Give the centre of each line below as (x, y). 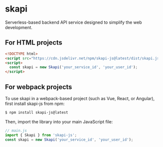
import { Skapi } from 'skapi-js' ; (41, 135)
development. (19, 27)
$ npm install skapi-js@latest (37, 112)
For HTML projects (34, 43)
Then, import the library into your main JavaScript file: (59, 121)
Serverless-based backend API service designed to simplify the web (73, 22)
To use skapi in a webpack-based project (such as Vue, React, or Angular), (80, 98)
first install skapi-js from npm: (35, 103)
